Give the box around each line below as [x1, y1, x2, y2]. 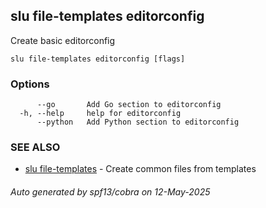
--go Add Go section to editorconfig [36, 100, 222, 110]
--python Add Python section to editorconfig [36, 117, 240, 128]
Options [10, 77, 50, 91]
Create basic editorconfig [10, 34, 116, 46]
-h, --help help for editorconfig [19, 109, 182, 119]
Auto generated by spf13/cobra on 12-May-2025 [10, 186, 211, 198]
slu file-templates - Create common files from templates [24, 163, 257, 175]
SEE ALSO [10, 140, 61, 154]
